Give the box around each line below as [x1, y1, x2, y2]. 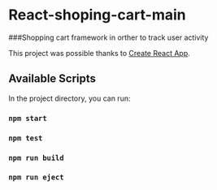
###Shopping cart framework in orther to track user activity [8, 32, 209, 42]
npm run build [8, 153, 64, 162]
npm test [8, 133, 43, 143]
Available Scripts [8, 71, 96, 86]
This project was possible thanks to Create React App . [8, 48, 191, 58]
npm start [8, 114, 47, 123]
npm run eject [8, 173, 64, 182]
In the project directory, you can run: [8, 93, 131, 103]
